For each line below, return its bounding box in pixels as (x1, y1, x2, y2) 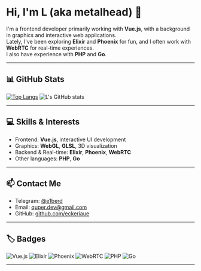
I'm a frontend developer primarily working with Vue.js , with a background (6, 25, 190, 32)
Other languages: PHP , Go (14, 155, 80, 162)
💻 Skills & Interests (6, 117, 80, 127)
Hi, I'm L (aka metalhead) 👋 (6, 5, 142, 19)
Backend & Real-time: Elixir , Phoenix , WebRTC (14, 148, 132, 156)
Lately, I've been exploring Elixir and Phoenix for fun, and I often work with (6, 38, 191, 45)
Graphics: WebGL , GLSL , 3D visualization (14, 142, 118, 149)
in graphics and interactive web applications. (6, 31, 117, 38)
